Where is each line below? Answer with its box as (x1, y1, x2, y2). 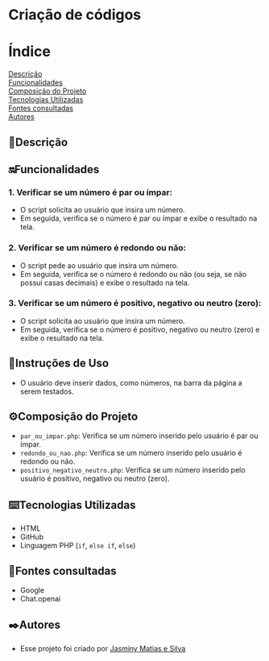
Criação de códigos (8, 6, 142, 24)
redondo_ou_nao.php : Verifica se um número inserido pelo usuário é (19, 448, 242, 458)
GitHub (19, 532, 44, 542)
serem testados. (19, 386, 74, 396)
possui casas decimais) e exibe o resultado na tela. (19, 278, 190, 287)
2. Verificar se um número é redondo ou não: (8, 242, 187, 254)
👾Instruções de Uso (8, 357, 110, 370)
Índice (8, 43, 51, 61)
